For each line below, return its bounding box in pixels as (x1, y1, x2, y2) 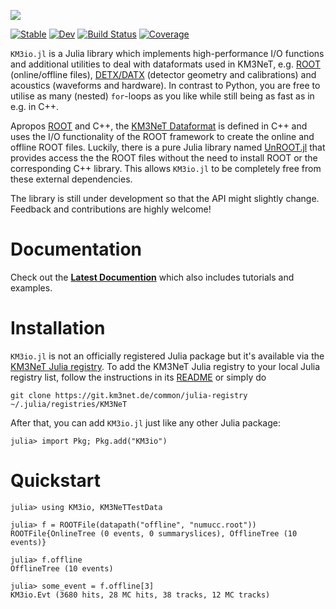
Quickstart (10, 470, 102, 492)
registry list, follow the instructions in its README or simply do (10, 371, 267, 383)
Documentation (10, 238, 143, 261)
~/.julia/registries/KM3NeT (10, 399, 128, 409)
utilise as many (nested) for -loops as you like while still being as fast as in (10, 90, 315, 102)
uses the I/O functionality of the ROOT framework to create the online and (10, 131, 315, 142)
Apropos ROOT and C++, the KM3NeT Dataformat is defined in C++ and (10, 120, 308, 132)
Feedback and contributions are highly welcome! (10, 203, 212, 215)
